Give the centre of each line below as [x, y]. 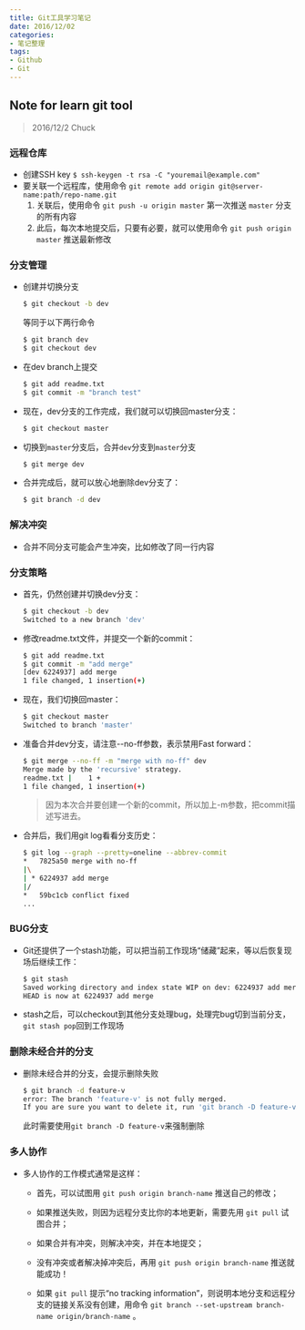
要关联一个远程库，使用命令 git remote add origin [119, 185]
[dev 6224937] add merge [70, 672]
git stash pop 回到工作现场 [73, 1026]
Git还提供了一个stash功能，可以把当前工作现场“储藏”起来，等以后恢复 [153, 950]
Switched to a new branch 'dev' [84, 619]
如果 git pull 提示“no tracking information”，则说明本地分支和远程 [162, 1293]
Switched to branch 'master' [78, 725]
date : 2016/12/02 [42, 26]
